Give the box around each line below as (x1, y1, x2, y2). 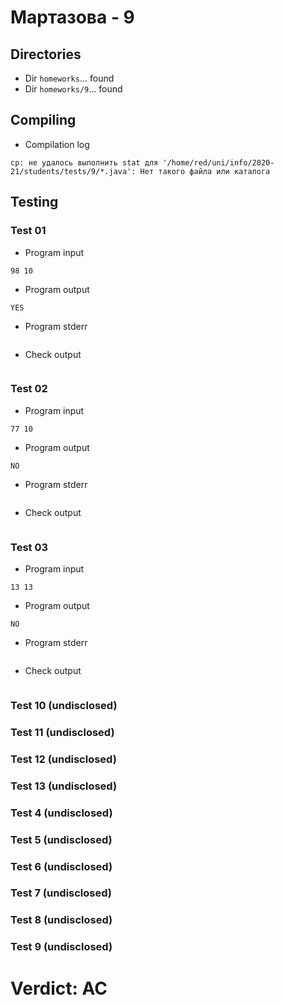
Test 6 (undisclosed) (10, 859, 113, 873)
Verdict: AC (10, 977, 108, 1000)
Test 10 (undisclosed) (10, 699, 118, 713)
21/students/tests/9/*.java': (10, 166, 137, 176)
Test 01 (10, 224, 47, 238)
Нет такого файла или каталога (139, 166, 271, 176)
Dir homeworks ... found (24, 72, 115, 84)
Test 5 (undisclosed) (10, 832, 113, 846)
